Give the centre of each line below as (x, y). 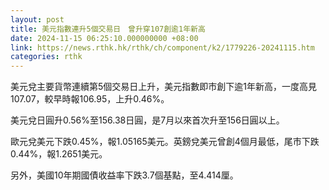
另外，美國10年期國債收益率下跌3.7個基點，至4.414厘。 (124, 175)
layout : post (37, 19)
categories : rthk (46, 57)
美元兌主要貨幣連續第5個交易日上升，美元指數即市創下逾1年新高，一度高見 (163, 87)
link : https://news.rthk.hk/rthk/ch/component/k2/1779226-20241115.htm (162, 47)
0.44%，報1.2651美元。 (59, 154)
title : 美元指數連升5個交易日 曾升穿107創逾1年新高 (108, 29)
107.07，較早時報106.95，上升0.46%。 (90, 99)
